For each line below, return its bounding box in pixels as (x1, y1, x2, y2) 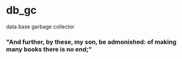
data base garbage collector (6, 23, 75, 30)
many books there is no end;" (6, 45, 92, 53)
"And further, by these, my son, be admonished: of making (6, 38, 177, 46)
